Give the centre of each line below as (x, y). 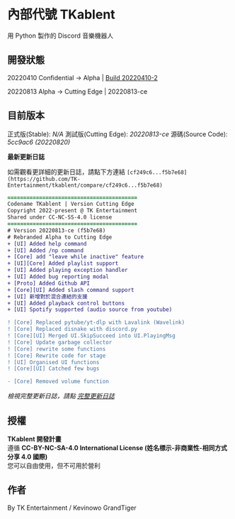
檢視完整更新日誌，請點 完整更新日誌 (61, 396)
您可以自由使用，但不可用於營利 (54, 465)
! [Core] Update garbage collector (60, 342)
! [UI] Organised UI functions (53, 362)
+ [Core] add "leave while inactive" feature (75, 257)
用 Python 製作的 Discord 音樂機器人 (61, 35)
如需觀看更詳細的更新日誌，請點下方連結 (66, 172)
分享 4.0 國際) (28, 457)
